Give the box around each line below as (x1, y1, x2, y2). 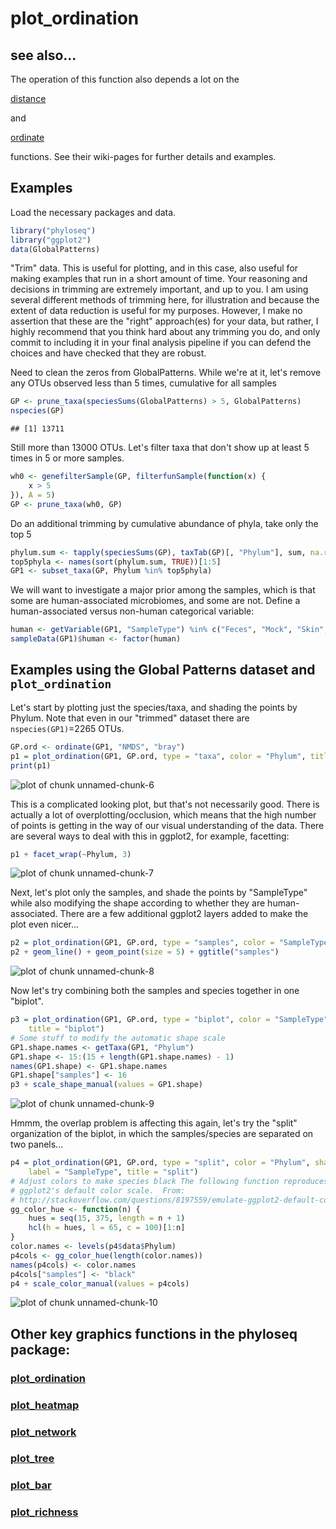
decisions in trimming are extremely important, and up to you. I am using (10, 283, 309, 296)
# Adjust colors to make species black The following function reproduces (10, 1176, 329, 1186)
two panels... (10, 1138, 64, 1151)
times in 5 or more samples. (10, 452, 125, 464)
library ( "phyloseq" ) (10, 225, 97, 236)
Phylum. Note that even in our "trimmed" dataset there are (10, 712, 250, 724)
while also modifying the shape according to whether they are (10, 897, 266, 909)
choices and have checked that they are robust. (10, 347, 207, 359)
